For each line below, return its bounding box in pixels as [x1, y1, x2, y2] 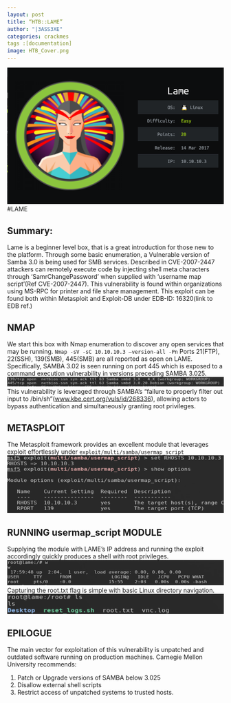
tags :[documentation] [7, 40, 72, 48]
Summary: [7, 224, 53, 237]
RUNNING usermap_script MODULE [7, 527, 162, 538]
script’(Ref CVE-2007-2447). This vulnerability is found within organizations [7, 280, 222, 288]
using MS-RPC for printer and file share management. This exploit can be [7, 287, 215, 295]
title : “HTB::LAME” [7, 18, 63, 25]
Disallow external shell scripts [16, 681, 102, 689]
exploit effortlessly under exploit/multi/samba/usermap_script [7, 448, 184, 456]
